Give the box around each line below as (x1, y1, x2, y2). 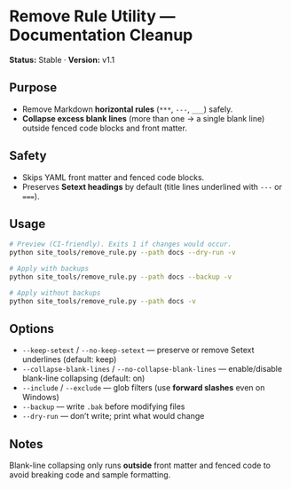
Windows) (21, 392, 59, 403)
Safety (9, 148, 47, 163)
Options (9, 321, 55, 336)
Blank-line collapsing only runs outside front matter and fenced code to (9, 460, 271, 471)
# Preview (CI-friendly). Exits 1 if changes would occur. (9, 240, 232, 249)
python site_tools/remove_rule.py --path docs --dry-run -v (9, 248, 237, 257)
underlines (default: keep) (21, 354, 117, 365)
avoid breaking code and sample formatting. (9, 469, 171, 480)
